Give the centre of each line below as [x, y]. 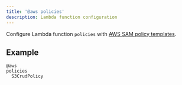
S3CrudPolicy [27, 76]
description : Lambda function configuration [62, 17]
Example [22, 52]
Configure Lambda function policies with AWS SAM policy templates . [91, 34]
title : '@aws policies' [35, 12]
